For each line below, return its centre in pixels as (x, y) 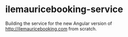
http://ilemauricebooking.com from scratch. (51, 28)
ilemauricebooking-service (64, 9)
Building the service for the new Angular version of (59, 23)
